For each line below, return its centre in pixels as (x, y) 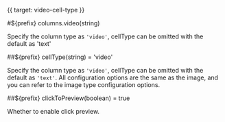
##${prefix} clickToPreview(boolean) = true (69, 98)
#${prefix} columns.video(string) (54, 23)
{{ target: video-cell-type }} (46, 10)
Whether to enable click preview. (54, 111)
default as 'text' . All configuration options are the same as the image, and (113, 77)
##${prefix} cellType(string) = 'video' (60, 57)
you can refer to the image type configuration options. (83, 85)
